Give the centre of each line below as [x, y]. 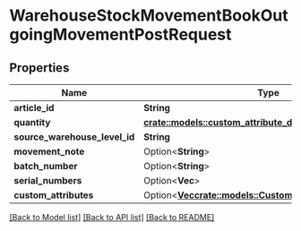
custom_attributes [54, 195]
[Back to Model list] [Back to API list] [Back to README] [112, 217]
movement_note [49, 151]
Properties [39, 68]
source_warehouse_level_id [74, 137]
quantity [32, 122]
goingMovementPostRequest [120, 34]
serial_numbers [48, 180]
